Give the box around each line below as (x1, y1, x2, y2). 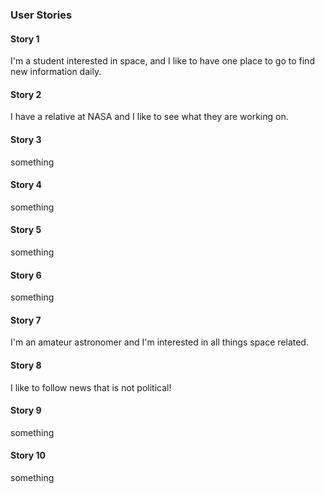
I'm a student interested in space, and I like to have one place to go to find (10, 55, 315, 67)
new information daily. (10, 66, 102, 78)
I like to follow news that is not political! (10, 381, 172, 393)
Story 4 (10, 179, 42, 191)
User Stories (10, 8, 73, 22)
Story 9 (10, 404, 42, 417)
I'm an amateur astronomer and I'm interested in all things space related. (10, 336, 309, 348)
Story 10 (10, 449, 46, 462)
